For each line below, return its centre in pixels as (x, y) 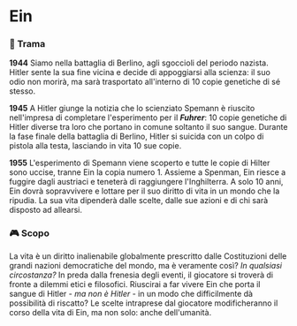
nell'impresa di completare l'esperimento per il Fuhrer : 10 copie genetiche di (148, 118)
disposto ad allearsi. (46, 210)
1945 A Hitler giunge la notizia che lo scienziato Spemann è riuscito (132, 109)
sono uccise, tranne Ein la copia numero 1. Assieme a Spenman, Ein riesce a (148, 172)
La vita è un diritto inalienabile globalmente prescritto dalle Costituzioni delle (148, 256)
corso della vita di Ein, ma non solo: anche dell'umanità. (110, 312)
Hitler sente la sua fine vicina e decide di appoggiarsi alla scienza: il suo (140, 72)
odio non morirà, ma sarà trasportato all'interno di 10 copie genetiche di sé (145, 82)
